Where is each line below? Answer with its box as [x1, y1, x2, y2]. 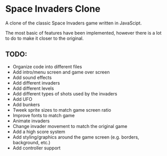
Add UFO [12, 96, 32, 102]
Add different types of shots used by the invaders [12, 90, 117, 97]
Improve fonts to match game [12, 112, 75, 118]
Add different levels [12, 85, 54, 91]
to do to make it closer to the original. [5, 35, 84, 41]
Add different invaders [12, 80, 60, 86]
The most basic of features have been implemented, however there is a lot [5, 30, 162, 36]
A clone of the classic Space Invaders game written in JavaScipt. [5, 20, 142, 26]
